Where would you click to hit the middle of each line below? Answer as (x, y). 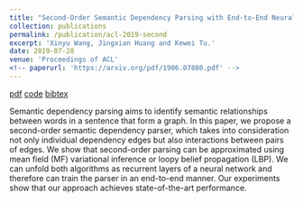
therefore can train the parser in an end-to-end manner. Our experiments (145, 178)
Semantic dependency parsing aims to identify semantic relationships (139, 111)
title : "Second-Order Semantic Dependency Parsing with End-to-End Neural (153, 18)
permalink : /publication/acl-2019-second (88, 34)
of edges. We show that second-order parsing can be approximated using (147, 149)
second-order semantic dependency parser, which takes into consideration (149, 130)
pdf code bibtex (39, 93)
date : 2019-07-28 (42, 51)
